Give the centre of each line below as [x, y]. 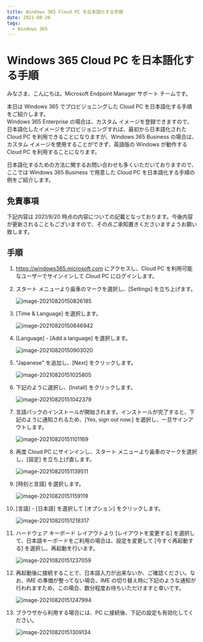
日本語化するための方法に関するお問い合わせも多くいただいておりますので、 [102, 165]
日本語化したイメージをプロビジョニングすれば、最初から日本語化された [97, 129]
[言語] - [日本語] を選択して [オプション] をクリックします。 [89, 508]
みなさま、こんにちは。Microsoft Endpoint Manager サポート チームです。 [99, 94]
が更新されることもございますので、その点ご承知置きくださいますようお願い [102, 224]
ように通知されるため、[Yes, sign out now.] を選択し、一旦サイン [107, 419]
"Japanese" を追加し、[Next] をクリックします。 [76, 362]
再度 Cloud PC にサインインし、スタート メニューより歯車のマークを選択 [106, 451]
